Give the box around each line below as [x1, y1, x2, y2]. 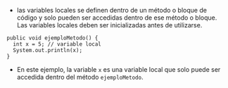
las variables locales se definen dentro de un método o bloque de [16, 6, 207, 14]
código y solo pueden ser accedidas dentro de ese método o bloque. [16, 13, 217, 22]
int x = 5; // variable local [13, 41, 101, 48]
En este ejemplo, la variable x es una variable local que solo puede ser [16, 65, 221, 73]
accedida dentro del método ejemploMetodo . [16, 73, 144, 81]
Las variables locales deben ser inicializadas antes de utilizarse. [16, 21, 203, 29]
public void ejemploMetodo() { [6, 34, 99, 42]
